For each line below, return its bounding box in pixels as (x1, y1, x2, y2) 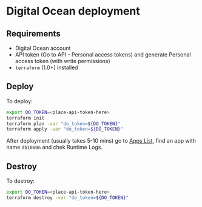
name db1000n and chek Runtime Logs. (6, 144, 103, 151)
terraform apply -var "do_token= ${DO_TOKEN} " (6, 126, 123, 132)
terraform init (6, 115, 45, 121)
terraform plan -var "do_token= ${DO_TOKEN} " (6, 120, 121, 127)
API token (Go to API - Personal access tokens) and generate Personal (15, 51, 191, 58)
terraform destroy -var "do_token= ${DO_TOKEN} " (6, 195, 129, 201)
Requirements (6, 29, 61, 39)
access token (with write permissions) (15, 58, 110, 64)
